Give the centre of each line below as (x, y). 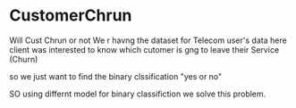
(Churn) (24, 59)
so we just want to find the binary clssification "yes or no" (116, 76)
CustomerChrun (71, 16)
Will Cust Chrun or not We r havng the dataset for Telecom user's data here (148, 40)
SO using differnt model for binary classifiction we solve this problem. (138, 94)
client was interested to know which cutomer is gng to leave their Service (144, 49)
